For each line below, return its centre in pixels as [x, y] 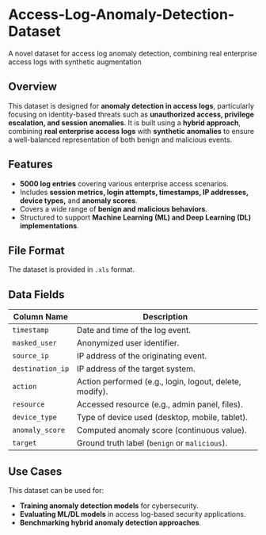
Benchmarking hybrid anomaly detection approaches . [110, 522]
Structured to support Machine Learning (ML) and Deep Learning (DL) [135, 217]
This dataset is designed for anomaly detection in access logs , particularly [131, 105]
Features [30, 164]
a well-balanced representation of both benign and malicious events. [120, 139]
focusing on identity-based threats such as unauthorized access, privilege [131, 114]
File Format [36, 250]
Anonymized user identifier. [128, 343]
